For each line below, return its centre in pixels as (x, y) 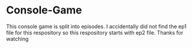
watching (17, 39)
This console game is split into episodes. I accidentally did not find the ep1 (97, 26)
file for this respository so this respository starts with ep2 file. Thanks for (95, 32)
